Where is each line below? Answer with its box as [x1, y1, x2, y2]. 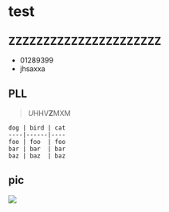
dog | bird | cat [8, 123, 66, 132]
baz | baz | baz [8, 151, 66, 160]
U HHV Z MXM [27, 108, 71, 118]
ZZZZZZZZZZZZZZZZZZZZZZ [8, 34, 162, 48]
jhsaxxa [19, 64, 45, 74]
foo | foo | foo [8, 138, 66, 146]
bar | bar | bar [8, 145, 66, 153]
